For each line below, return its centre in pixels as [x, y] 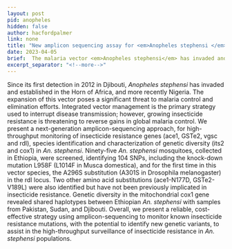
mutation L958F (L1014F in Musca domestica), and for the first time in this [112, 165]
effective [20, 216]
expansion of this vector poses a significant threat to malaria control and [110, 99]
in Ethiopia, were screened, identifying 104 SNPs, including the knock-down [115, 158]
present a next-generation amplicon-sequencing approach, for [96, 128]
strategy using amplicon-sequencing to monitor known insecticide [128, 216]
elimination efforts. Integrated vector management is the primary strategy [112, 106]
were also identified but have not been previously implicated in [118, 187]
